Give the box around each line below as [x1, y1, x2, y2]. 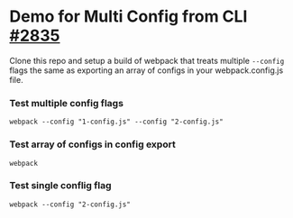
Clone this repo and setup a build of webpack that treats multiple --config [9, 55, 285, 66]
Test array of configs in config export [9, 138, 176, 150]
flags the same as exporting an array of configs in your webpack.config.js [9, 65, 284, 76]
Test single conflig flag [9, 179, 112, 192]
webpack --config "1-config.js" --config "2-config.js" [9, 117, 224, 127]
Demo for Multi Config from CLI [9, 6, 248, 27]
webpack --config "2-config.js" [9, 200, 131, 209]
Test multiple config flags [9, 96, 124, 109]
